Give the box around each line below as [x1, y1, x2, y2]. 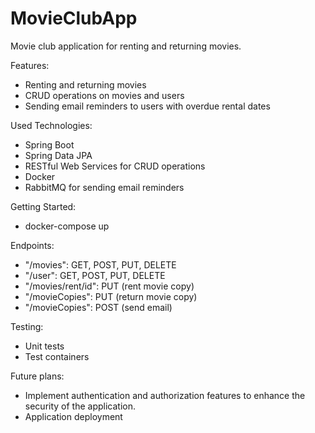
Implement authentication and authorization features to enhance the [24, 389, 306, 401]
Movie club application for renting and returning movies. [10, 40, 242, 52]
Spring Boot [24, 138, 75, 151]
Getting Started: [10, 200, 77, 212]
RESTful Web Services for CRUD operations [24, 160, 206, 172]
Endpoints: [10, 239, 55, 251]
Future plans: [10, 370, 65, 382]
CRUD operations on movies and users [24, 89, 185, 101]
